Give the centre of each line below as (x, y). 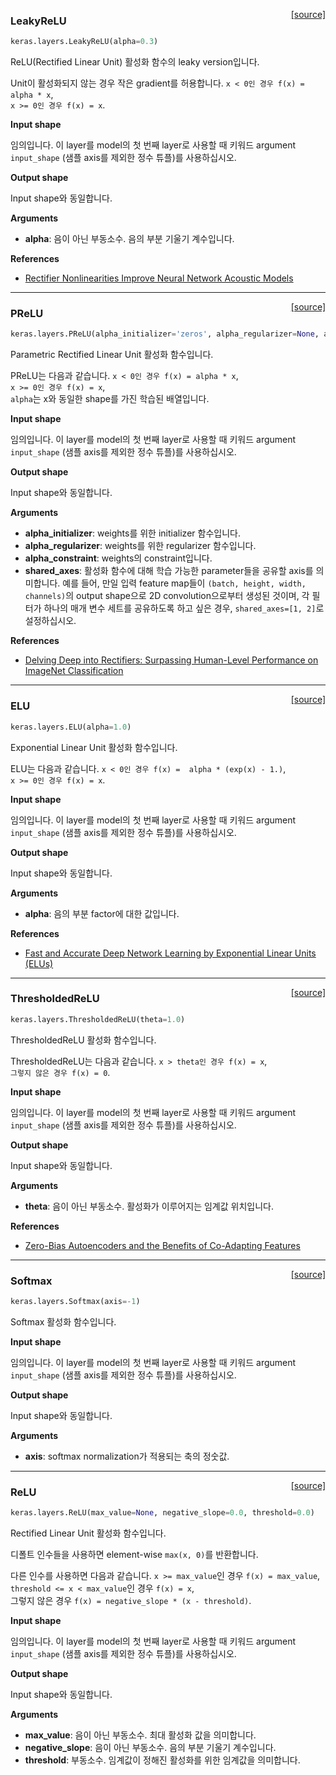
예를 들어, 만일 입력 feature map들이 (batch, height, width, (184, 583)
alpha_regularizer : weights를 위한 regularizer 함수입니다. (140, 546)
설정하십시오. (50, 621)
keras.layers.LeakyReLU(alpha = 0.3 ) (84, 42)
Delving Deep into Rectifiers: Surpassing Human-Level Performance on (171, 660)
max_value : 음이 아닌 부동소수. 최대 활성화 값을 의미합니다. (140, 1735)
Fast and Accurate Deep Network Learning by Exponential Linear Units (170, 953)
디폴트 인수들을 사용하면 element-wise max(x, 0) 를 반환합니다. (134, 1555)
